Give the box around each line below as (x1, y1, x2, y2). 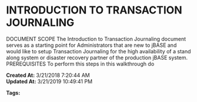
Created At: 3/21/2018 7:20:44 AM (6, 72, 90, 79)
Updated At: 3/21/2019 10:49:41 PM (6, 77, 93, 85)
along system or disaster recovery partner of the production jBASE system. (6, 54, 188, 61)
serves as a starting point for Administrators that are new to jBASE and (6, 42, 177, 49)
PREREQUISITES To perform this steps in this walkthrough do (6, 60, 155, 67)
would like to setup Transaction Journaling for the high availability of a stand (6, 47, 191, 55)
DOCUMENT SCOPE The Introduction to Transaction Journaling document (6, 35, 186, 42)
